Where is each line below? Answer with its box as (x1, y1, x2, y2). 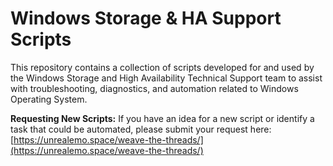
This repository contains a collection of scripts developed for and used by (10, 61, 315, 73)
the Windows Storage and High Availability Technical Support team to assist (10, 72, 323, 84)
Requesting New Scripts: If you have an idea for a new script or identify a (10, 112, 315, 124)
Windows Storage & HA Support (10, 7, 282, 30)
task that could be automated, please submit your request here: (10, 123, 272, 135)
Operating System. (10, 93, 88, 105)
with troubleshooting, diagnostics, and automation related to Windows (10, 82, 299, 94)
